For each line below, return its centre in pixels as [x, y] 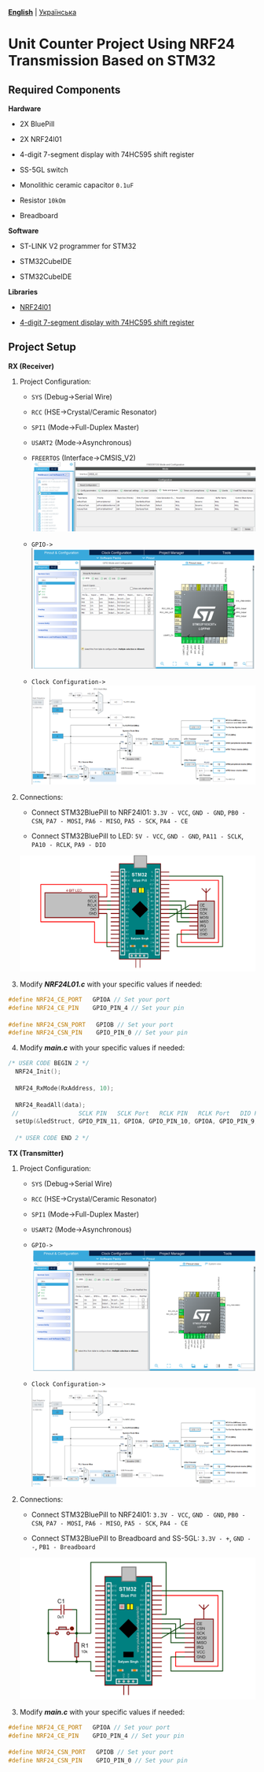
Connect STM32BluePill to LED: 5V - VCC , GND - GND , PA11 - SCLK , [137, 836]
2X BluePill [37, 124]
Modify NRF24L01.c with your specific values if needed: [111, 984]
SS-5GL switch [44, 170]
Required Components [64, 89]
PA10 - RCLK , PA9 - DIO [68, 844]
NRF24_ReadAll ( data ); [51, 1105]
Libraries [23, 292]
